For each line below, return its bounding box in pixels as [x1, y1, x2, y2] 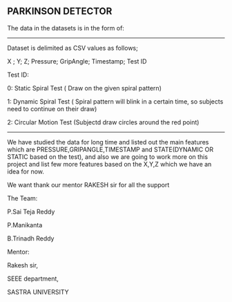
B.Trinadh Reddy [7, 234, 55, 243]
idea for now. [7, 167, 45, 176]
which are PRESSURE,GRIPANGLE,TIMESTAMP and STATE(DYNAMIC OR [7, 145, 214, 153]
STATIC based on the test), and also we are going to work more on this [7, 152, 209, 161]
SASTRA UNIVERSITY [7, 287, 69, 296]
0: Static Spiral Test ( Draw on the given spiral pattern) [7, 84, 162, 92]
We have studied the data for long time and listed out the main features [7, 138, 209, 146]
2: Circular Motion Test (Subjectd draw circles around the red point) [7, 117, 200, 126]
